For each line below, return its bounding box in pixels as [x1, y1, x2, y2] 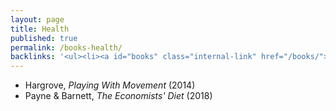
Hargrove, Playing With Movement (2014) [24, 79, 196, 91]
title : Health [10, 24, 70, 34]
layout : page [10, 14, 65, 25]
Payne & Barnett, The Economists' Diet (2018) [24, 90, 213, 102]
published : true [10, 33, 78, 43]
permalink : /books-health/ [10, 42, 123, 53]
